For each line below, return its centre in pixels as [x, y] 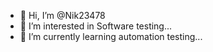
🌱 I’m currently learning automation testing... [111, 36]
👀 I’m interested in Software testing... [96, 26]
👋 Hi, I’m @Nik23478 [62, 15]
